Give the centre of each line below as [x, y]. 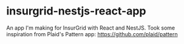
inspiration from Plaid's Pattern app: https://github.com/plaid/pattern [92, 34]
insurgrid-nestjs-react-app [76, 11]
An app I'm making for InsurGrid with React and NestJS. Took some [91, 28]
